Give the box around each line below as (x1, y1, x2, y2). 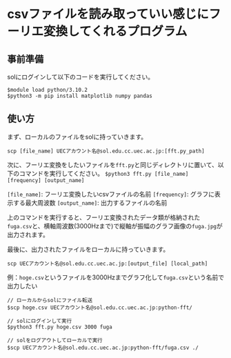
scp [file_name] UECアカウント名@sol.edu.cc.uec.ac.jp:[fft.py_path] (7, 148, 205, 155)
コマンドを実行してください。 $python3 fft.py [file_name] (19, 169, 189, 177)
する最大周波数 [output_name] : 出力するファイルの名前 (12, 198, 168, 207)
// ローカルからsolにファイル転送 (7, 297, 93, 304)
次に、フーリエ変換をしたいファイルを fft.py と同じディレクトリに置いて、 (7, 160, 219, 169)
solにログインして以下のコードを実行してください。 (7, 73, 154, 81)
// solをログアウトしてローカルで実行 (7, 337, 103, 344)
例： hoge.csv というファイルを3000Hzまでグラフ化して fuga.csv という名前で (7, 273, 225, 281)
